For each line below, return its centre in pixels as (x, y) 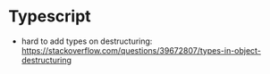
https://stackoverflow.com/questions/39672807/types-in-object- (141, 50)
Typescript (50, 16)
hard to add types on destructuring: (87, 41)
